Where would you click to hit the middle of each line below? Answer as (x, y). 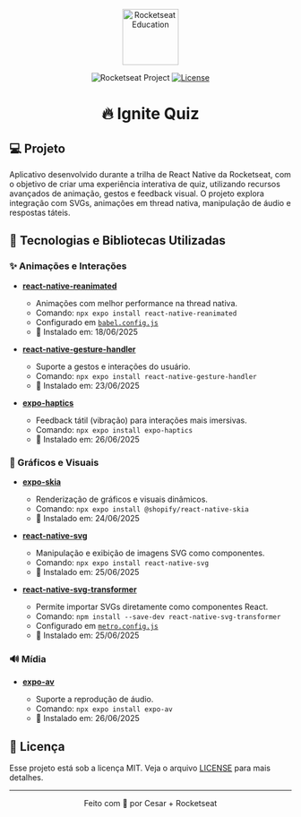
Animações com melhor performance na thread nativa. (137, 303)
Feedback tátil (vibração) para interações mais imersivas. (142, 420)
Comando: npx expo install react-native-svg (122, 562)
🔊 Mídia (28, 658)
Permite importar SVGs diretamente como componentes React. (152, 606)
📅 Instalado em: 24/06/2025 (88, 518)
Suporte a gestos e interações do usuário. (113, 366)
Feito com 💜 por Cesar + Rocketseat (150, 804)
